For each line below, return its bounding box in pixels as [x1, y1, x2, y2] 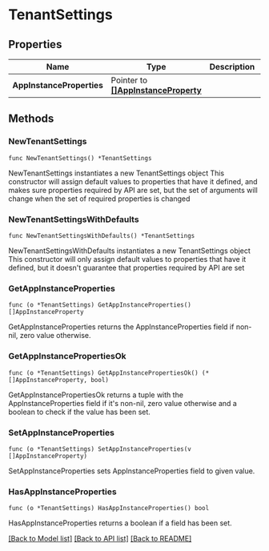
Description [209, 62, 255, 72]
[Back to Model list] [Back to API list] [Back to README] [8, 534, 192, 544]
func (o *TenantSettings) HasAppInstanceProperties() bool [8, 505, 210, 513]
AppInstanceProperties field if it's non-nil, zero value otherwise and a [8, 398, 238, 408]
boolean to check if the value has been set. [8, 407, 151, 416]
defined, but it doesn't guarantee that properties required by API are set [8, 263, 245, 272]
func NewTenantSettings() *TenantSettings [8, 154, 152, 162]
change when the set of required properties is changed [8, 194, 191, 203]
